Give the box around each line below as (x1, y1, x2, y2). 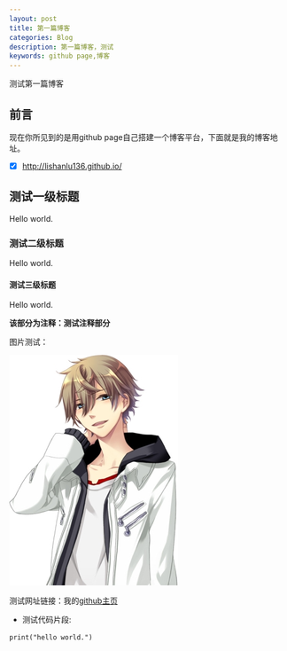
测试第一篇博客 (9, 78, 64, 89)
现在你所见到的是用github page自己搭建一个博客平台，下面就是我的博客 (9, 131, 270, 142)
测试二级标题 (9, 237, 65, 249)
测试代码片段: (21, 615, 72, 625)
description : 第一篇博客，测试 (9, 43, 114, 51)
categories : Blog (9, 33, 74, 42)
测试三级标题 (9, 279, 56, 290)
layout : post (9, 14, 58, 23)
